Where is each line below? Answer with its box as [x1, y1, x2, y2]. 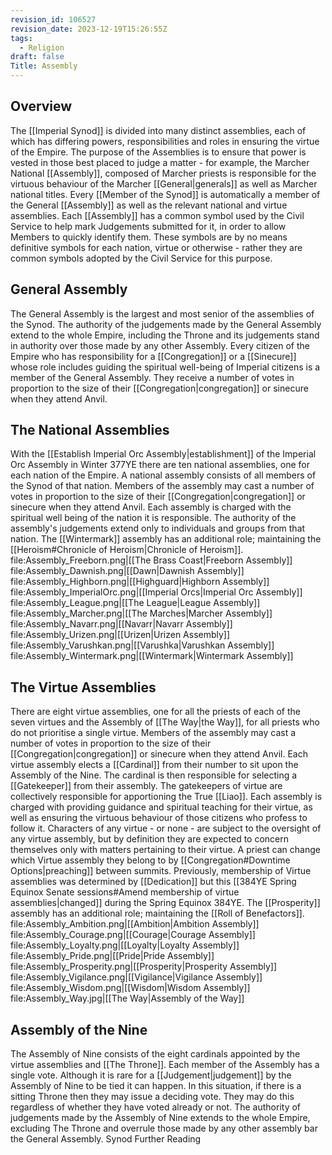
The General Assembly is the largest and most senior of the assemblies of [10, 307, 315, 320]
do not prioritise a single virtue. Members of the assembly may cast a [10, 727, 297, 739]
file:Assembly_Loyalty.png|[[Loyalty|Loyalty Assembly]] [10, 939, 240, 951]
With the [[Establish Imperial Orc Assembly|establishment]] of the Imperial [10, 448, 317, 460]
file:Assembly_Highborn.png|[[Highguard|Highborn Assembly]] [10, 576, 270, 588]
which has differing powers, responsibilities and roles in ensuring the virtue [10, 135, 320, 147]
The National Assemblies [10, 422, 170, 439]
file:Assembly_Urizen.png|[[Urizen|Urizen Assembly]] [10, 629, 231, 641]
